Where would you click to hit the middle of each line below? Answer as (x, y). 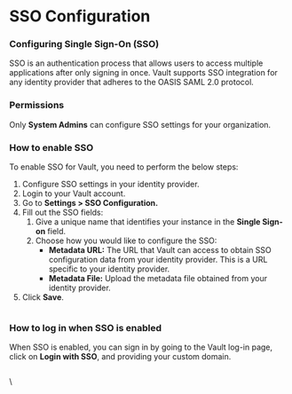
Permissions (37, 106)
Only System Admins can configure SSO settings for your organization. (140, 124)
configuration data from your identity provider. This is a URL (158, 260)
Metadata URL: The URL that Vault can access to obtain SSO (160, 250)
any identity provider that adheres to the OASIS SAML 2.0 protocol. (132, 83)
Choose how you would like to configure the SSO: (126, 240)
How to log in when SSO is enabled (86, 328)
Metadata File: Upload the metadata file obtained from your (158, 279)
